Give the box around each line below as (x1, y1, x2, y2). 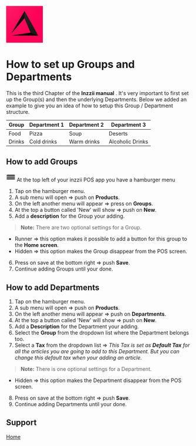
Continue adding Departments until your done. (14, 401, 127, 408)
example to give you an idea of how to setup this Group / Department (6, 102, 173, 109)
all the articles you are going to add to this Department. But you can (14, 348, 180, 355)
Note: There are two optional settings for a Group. (20, 224, 142, 231)
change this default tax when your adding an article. (14, 354, 143, 361)
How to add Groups (6, 157, 78, 167)
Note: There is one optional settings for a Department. (20, 366, 152, 373)
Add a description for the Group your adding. (14, 212, 125, 219)
